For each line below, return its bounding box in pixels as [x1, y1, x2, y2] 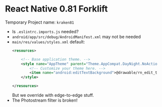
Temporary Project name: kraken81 [5, 19, 74, 25]
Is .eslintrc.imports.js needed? [12, 28, 79, 34]
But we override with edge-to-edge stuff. [12, 93, 94, 98]
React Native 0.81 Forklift [5, 3, 108, 14]
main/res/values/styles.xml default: [12, 39, 85, 44]
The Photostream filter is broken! [12, 97, 78, 103]
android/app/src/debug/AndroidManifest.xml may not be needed [12, 34, 141, 40]
